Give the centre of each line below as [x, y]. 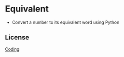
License [17, 37]
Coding [12, 49]
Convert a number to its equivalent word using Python [66, 22]
